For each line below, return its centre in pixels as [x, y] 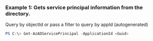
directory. [18, 13]
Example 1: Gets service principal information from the [74, 7]
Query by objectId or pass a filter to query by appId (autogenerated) [77, 24]
